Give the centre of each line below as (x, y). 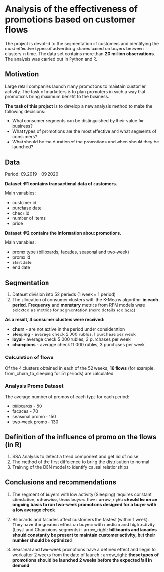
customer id (24, 202)
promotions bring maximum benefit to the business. (57, 96)
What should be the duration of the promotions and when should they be (85, 142)
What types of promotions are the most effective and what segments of (84, 131)
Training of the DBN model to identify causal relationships (70, 467)
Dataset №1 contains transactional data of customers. (61, 183)
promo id (21, 257)
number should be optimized (42, 540)
